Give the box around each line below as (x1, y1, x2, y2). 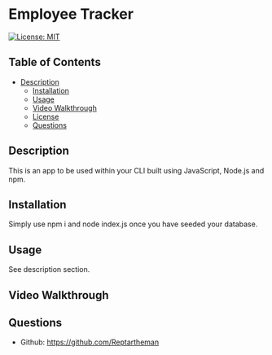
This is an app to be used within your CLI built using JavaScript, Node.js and (8, 165, 265, 175)
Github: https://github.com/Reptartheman (20, 337, 160, 347)
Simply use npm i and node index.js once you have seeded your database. (8, 219, 258, 229)
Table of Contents (8, 55, 102, 69)
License (32, 112, 59, 121)
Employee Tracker (8, 5, 134, 24)
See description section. (8, 265, 90, 274)
